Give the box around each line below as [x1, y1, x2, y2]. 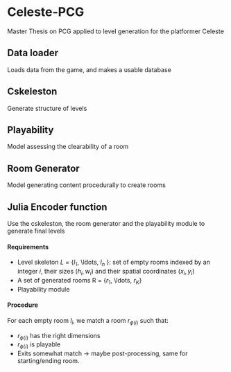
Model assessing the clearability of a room [7, 143, 129, 151]
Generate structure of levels [7, 104, 87, 112]
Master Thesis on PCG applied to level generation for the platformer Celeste [7, 27, 224, 35]
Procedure [7, 301, 38, 309]
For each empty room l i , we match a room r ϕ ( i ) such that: [7, 316, 169, 326]
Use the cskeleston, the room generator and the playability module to [7, 220, 205, 227]
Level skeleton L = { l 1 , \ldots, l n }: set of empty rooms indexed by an [17, 258, 210, 267]
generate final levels [7, 227, 65, 235]
